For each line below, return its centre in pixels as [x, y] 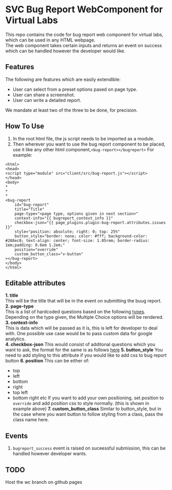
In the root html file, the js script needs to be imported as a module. [83, 138]
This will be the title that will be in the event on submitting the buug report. [84, 301]
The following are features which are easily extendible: [63, 79]
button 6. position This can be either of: [47, 361]
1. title [12, 295]
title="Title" [29, 209]
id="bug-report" [32, 205]
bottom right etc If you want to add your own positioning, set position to [88, 398]
